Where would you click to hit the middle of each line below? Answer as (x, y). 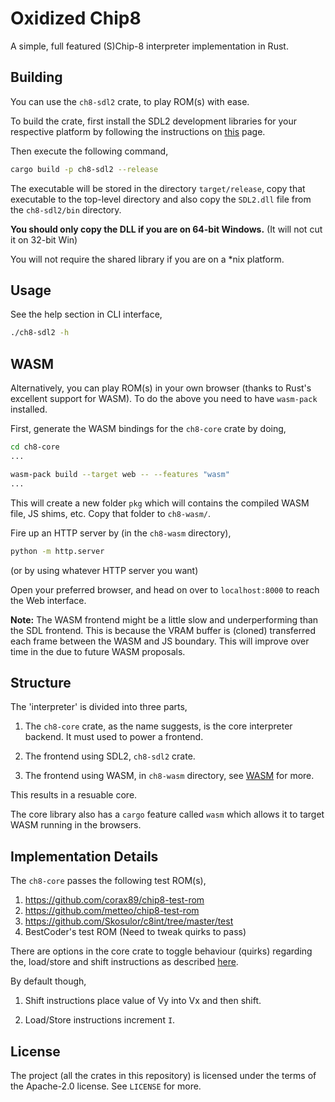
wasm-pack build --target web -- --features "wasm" (120, 474)
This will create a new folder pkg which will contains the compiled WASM (160, 503)
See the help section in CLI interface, (86, 314)
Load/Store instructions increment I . (100, 1020)
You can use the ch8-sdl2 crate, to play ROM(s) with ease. (130, 101)
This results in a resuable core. (74, 795)
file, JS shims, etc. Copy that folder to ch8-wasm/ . (110, 513)
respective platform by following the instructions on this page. (138, 131)
